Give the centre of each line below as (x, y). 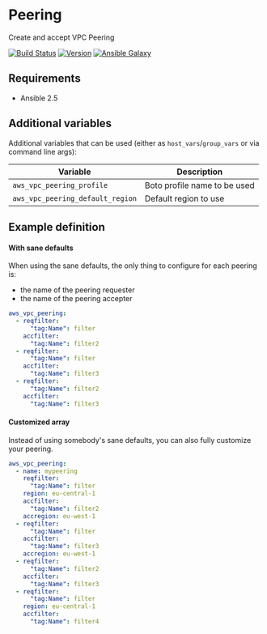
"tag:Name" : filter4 (64, 622)
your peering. (31, 449)
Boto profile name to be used (199, 185)
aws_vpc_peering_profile (60, 185)
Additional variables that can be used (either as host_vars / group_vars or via (134, 143)
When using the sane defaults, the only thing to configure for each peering (133, 266)
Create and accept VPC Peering (61, 37)
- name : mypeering (47, 471)
